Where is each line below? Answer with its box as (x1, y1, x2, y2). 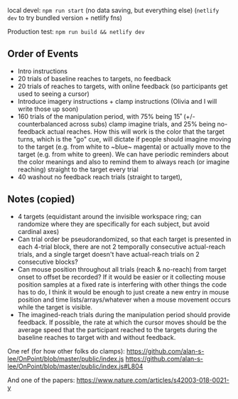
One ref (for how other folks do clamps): (7, 346, 126, 355)
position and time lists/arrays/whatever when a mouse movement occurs (17, 295, 231, 304)
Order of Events (7, 48, 79, 60)
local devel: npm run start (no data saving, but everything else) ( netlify (7, 6, 220, 14)
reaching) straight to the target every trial (17, 165, 139, 174)
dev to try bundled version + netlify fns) (7, 14, 123, 22)
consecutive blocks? (17, 257, 78, 266)
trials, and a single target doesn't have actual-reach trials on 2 (17, 250, 200, 258)
